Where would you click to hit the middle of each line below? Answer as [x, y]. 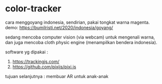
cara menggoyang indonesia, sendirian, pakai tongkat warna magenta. [78, 22]
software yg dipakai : [27, 52]
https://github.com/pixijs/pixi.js [44, 67]
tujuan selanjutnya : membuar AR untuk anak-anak [57, 76]
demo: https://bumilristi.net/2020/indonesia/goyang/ [59, 27]
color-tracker [33, 9]
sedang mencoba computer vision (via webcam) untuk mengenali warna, [80, 37]
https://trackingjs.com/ [36, 61]
